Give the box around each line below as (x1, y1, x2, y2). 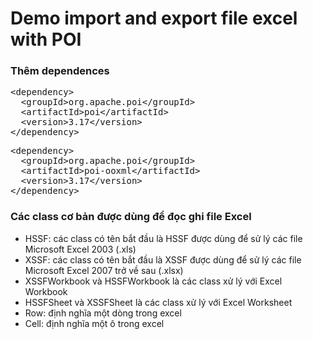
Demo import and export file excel (10, 7, 298, 30)
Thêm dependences (10, 64, 110, 78)
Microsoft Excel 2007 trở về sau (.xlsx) (24, 264, 184, 276)
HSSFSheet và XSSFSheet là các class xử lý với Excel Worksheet (24, 296, 293, 308)
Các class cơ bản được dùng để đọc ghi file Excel (10, 210, 252, 224)
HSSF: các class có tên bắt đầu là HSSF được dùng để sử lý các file (24, 232, 303, 244)
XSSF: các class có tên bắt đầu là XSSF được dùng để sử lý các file (24, 253, 302, 266)
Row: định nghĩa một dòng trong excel (24, 307, 182, 319)
